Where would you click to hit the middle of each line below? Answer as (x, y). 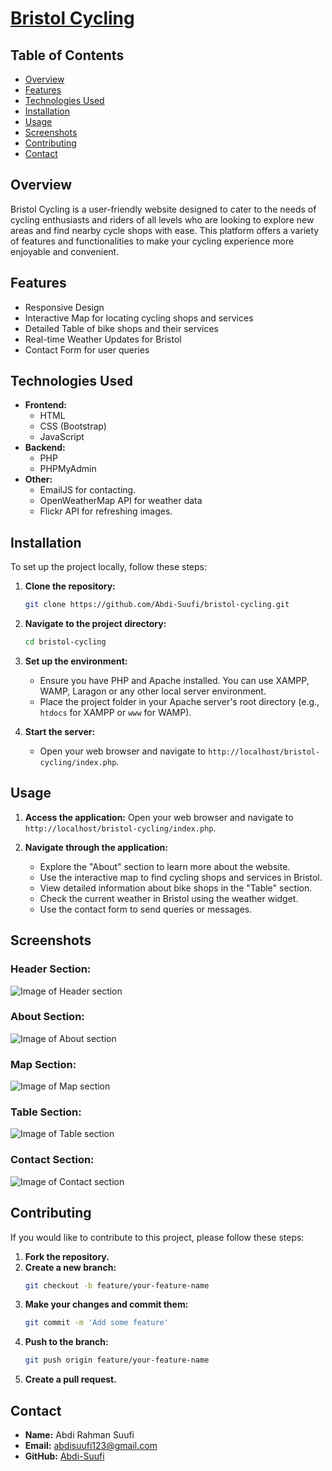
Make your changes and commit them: (106, 1304)
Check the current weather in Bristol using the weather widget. (169, 898)
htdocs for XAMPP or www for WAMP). (115, 712)
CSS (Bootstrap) (73, 426)
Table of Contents (67, 55)
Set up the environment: (76, 661)
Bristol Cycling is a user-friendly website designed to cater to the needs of (163, 209)
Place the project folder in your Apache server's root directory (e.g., (179, 701)
